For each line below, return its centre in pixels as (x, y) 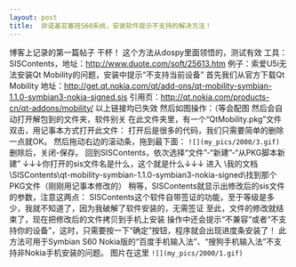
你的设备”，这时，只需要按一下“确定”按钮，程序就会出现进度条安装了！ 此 (152, 230)
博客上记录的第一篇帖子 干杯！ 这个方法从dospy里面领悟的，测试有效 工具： (148, 52)
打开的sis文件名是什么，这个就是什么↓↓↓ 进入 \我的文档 (154, 163)
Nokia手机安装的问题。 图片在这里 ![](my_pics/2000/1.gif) (134, 252)
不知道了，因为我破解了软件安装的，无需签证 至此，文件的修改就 (158, 208)
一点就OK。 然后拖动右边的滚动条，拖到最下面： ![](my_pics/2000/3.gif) (144, 141)
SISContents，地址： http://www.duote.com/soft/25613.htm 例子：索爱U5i (144, 63)
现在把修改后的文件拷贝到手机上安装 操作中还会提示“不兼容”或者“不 (156, 219)
